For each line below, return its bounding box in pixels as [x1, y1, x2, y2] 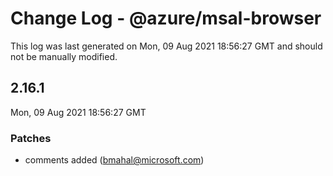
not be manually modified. [10, 50, 118, 62]
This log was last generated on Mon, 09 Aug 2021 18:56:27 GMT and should [10, 40, 323, 52]
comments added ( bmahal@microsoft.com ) [24, 154, 205, 166]
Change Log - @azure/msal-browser [10, 7, 322, 30]
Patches [10, 131, 52, 145]
